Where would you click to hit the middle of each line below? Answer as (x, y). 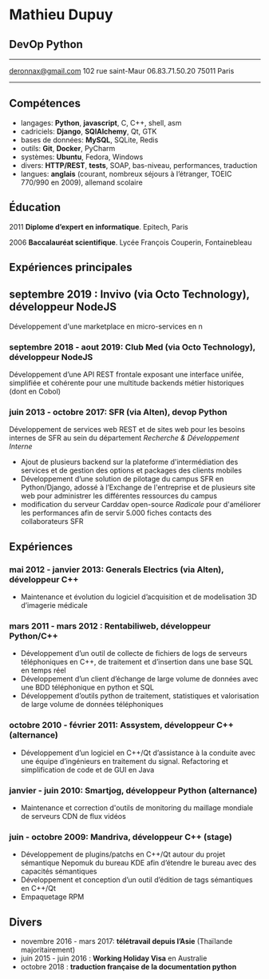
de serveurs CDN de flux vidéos (73, 816)
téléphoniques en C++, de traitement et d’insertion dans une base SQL (137, 662)
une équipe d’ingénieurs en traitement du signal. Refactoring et (124, 761)
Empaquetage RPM (52, 897)
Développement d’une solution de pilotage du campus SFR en (122, 479)
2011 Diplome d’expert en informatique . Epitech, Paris (99, 226)
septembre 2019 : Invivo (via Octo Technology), (129, 295)
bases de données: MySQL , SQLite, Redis (89, 140)
